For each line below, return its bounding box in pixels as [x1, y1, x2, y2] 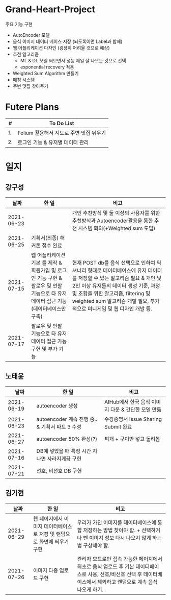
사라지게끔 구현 [47, 455, 81, 462]
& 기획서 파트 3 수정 [36, 423, 81, 430]
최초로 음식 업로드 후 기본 [77, 563, 134, 570]
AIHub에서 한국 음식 [104, 398, 150, 405]
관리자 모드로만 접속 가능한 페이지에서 [77, 555, 163, 562]
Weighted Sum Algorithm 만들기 [12, 70, 79, 76]
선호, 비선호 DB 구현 [36, 467, 82, 474]
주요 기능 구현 [5, 21, 33, 27]
